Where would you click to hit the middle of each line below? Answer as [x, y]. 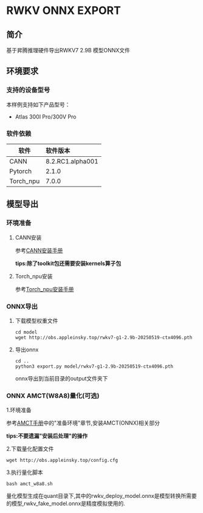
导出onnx [27, 349]
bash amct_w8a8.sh [29, 484]
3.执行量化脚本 [25, 472]
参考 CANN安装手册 [39, 250]
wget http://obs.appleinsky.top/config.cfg [62, 460]
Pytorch [21, 171]
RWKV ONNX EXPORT [64, 11]
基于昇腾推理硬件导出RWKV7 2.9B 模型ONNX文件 [68, 50]
